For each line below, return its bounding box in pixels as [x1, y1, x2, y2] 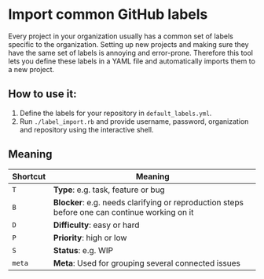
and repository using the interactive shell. [19, 125, 155, 134]
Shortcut [12, 171, 46, 182]
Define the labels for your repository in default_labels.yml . [19, 108, 212, 118]
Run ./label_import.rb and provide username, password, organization [19, 116, 249, 126]
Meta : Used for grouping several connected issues [53, 257, 241, 268]
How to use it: [8, 88, 77, 101]
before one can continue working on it [53, 206, 194, 217]
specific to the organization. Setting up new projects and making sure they [8, 39, 249, 49]
